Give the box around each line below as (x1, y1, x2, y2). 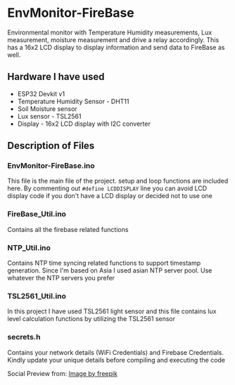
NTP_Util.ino (7, 242, 51, 252)
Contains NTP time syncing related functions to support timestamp (7, 259, 201, 268)
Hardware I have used (7, 71, 105, 83)
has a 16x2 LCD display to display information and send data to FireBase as (7, 43, 225, 51)
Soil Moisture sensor (17, 104, 77, 113)
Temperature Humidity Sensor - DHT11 (17, 97, 129, 105)
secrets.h (7, 332, 41, 342)
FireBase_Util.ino (7, 209, 67, 219)
